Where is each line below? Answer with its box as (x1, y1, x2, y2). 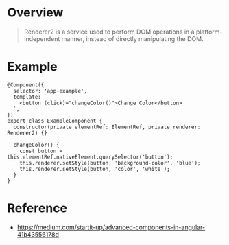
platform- (195, 27, 223, 36)
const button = (19, 148, 63, 154)
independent (23, 34, 60, 43)
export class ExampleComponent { (7, 117, 103, 124)
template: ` (13, 93, 48, 100)
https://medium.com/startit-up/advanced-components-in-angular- (16, 223, 206, 231)
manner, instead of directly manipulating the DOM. (61, 34, 204, 43)
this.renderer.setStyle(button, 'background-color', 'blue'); (19, 159, 201, 166)
